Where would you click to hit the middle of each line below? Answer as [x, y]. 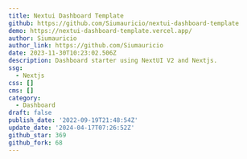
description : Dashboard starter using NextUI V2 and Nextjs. [113, 61]
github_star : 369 [37, 135]
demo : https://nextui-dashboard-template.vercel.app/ [101, 31]
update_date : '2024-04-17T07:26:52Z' [72, 128]
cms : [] [21, 90]
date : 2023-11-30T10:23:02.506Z [62, 53]
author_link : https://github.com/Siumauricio [86, 46]
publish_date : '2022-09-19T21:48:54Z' [73, 120]
